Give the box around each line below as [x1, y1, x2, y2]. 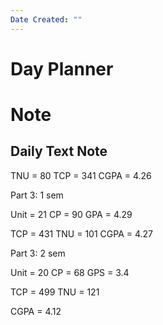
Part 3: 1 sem [10, 189, 64, 201]
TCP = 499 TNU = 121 [10, 286, 100, 298]
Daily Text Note [10, 143, 108, 160]
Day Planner [10, 57, 114, 80]
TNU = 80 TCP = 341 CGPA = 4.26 [10, 169, 152, 181]
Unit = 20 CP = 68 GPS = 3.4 [10, 266, 130, 278]
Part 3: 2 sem [10, 247, 66, 259]
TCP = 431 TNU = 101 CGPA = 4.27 [10, 227, 153, 240]
